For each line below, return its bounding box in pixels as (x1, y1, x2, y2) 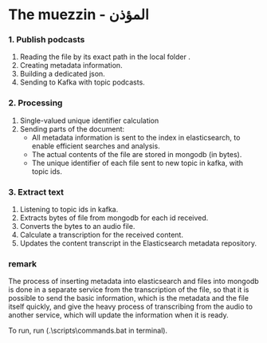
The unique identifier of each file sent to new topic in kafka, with (31, 158, 244, 168)
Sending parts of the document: (19, 124, 125, 133)
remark (8, 258, 37, 269)
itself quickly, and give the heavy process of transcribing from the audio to (8, 302, 253, 312)
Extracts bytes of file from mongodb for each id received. (19, 213, 209, 223)
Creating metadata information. (19, 61, 123, 70)
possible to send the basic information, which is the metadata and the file (8, 294, 249, 303)
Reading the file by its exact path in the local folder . (19, 52, 191, 61)
